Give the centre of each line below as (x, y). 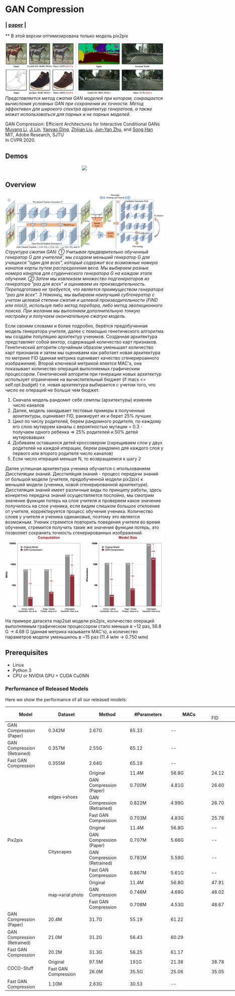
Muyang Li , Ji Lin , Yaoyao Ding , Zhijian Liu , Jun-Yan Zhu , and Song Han (79, 129)
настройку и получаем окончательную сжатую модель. (66, 316)
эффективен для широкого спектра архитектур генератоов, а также (79, 109)
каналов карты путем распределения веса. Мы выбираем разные (77, 268)
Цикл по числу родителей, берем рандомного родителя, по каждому (87, 421)
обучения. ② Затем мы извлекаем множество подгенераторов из (77, 279)
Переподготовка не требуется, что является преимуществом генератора (84, 289)
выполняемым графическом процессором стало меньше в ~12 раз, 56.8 (83, 626)
